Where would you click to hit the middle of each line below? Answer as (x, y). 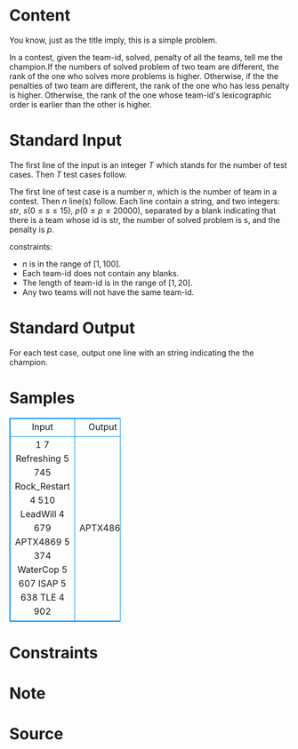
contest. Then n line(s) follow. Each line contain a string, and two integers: (145, 201)
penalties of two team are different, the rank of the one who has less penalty (149, 85)
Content (40, 16)
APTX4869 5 (42, 541)
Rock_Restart (43, 486)
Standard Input (65, 141)
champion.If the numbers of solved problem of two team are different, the (144, 67)
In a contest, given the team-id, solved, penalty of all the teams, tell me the (146, 57)
